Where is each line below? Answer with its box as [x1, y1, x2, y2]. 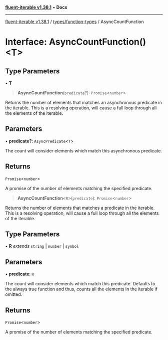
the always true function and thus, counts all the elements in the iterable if [5, 286, 157, 292]
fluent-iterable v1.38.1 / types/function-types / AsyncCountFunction [5, 19, 144, 25]
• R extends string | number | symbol [5, 243, 79, 249]
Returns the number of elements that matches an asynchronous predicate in [5, 100, 162, 105]
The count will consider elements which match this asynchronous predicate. [5, 147, 162, 153]
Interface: [5, 36, 47, 48]
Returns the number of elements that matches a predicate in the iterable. [5, 205, 155, 211]
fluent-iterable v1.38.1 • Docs [5, 5, 67, 10]
